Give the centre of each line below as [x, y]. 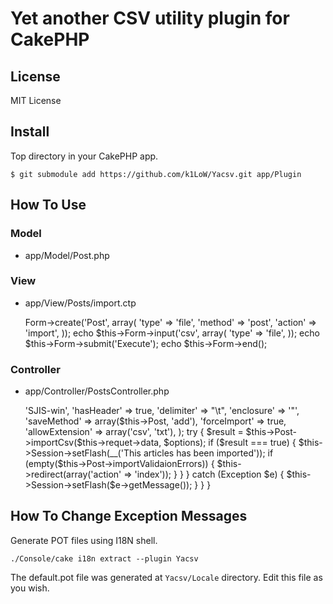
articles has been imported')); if [208, 453]
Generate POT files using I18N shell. [84, 540]
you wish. [30, 588]
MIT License [36, 100]
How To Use [48, 205]
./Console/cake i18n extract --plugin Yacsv [104, 558]
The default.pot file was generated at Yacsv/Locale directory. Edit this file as [166, 577]
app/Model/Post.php [67, 255]
